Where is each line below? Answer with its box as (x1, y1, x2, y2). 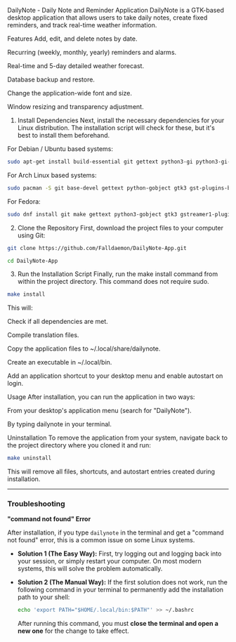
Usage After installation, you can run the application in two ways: (7, 393, 195, 401)
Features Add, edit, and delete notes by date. (7, 34, 138, 43)
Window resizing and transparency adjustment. (7, 103, 144, 111)
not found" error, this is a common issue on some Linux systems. (7, 536, 195, 544)
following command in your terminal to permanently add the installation (17, 586, 223, 594)
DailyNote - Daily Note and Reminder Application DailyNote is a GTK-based (7, 6, 225, 14)
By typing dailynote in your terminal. (7, 420, 112, 428)
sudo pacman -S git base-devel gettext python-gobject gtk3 (7, 184, 188, 192)
